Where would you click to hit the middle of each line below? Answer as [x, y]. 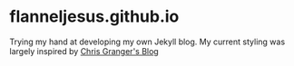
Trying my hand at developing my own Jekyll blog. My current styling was [147, 42]
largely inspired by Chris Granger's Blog [84, 51]
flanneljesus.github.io [94, 17]
